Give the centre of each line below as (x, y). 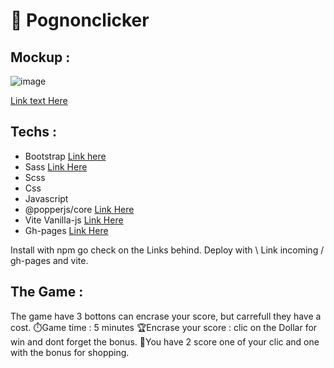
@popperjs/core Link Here (79, 209)
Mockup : (40, 57)
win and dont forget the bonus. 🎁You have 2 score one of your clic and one (165, 341)
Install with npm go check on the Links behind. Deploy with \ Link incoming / (167, 250)
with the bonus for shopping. (70, 352)
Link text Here (39, 100)
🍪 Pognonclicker (80, 20)
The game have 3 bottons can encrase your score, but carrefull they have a (166, 316)
